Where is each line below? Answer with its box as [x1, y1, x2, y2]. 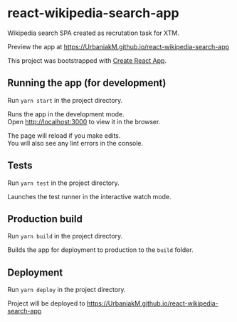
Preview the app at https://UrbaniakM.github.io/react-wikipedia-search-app [7, 42, 230, 51]
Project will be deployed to [7, 299, 85, 308]
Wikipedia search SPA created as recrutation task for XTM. [7, 29, 179, 37]
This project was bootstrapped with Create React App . [7, 56, 167, 65]
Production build [7, 213, 83, 225]
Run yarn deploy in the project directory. [7, 286, 126, 294]
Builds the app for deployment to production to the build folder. [7, 246, 194, 254]
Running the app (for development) [7, 77, 167, 89]
